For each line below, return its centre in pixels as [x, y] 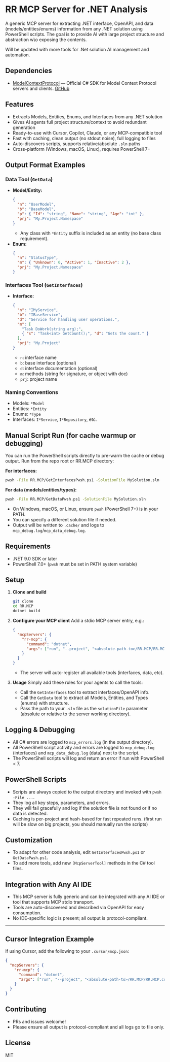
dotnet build [26, 611]
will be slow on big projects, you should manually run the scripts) [80, 824]
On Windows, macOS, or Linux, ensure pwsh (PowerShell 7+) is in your [85, 509]
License [18, 1043]
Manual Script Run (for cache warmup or [71, 435]
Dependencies [29, 71]
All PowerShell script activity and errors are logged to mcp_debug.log [83, 747]
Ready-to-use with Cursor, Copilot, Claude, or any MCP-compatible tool [87, 132]
